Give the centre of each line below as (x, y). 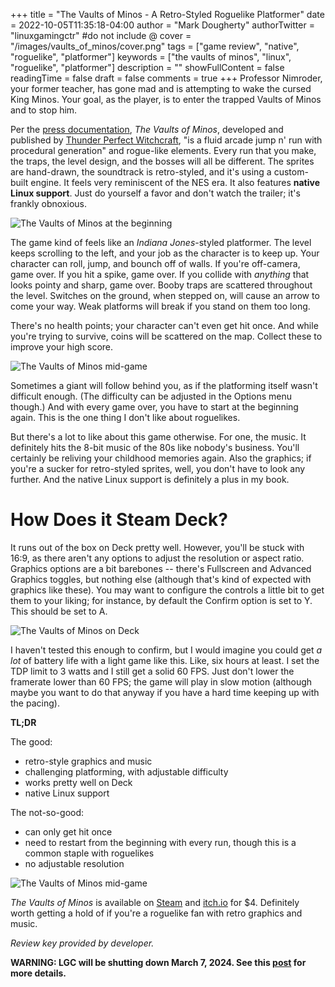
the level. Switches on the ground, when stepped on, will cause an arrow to (165, 295)
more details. (38, 973)
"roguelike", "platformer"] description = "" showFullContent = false (147, 67)
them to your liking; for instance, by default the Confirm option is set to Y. (161, 600)
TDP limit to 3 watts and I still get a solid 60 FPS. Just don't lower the (152, 671)
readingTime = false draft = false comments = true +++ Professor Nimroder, (166, 78)
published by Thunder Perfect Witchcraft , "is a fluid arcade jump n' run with (166, 140)
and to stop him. (44, 110)
